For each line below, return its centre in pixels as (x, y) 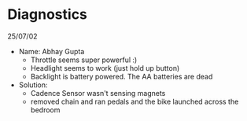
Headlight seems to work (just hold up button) (105, 68)
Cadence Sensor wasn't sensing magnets (98, 93)
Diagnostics (48, 15)
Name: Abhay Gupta (52, 51)
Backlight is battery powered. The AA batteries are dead (122, 76)
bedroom (45, 110)
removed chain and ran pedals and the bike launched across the (135, 101)
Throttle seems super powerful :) (84, 60)
